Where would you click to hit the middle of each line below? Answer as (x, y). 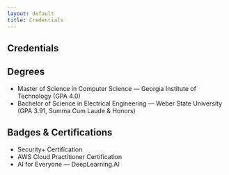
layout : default (31, 14)
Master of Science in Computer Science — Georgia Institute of (107, 88)
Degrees (26, 72)
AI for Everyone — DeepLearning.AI (69, 164)
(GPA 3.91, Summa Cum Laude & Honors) (76, 110)
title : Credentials (35, 20)
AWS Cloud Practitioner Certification (70, 156)
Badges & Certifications (60, 133)
